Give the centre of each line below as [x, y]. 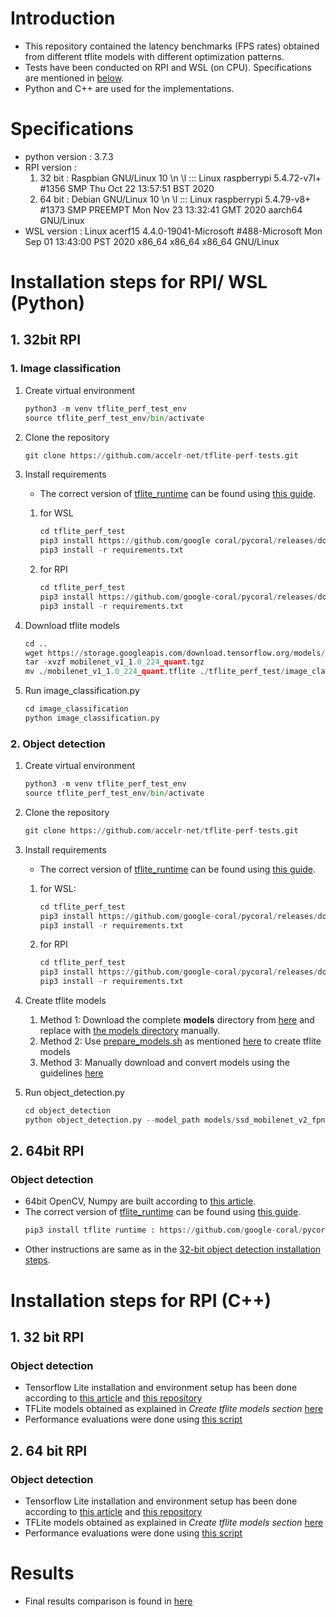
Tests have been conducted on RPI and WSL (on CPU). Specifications [168, 67]
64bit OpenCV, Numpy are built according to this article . [140, 1201]
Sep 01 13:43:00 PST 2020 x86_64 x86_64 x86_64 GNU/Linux [152, 241]
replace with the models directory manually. [130, 1031]
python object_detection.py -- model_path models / [130, 1120]
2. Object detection [58, 744]
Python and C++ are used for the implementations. [129, 88]
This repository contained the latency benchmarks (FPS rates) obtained [172, 46]
